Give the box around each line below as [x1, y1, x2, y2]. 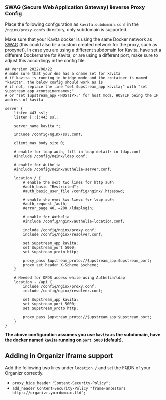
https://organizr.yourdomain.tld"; [12, 390, 86, 396]
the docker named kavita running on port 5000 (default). [5, 337, 124, 343]
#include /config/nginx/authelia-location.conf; [23, 219, 125, 224]
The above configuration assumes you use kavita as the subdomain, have [5, 332, 161, 338]
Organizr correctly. [5, 370, 44, 376]
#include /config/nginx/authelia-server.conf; [14, 167, 112, 172]
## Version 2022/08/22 [5, 67, 52, 72]
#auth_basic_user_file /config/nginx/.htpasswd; [23, 189, 125, 194]
